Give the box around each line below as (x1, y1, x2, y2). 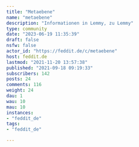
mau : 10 (6, 104, 26, 110)
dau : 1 (6, 93, 23, 99)
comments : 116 (6, 82, 42, 88)
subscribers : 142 (6, 70, 50, 77)
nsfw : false (6, 43, 36, 49)
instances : (6, 110, 34, 116)
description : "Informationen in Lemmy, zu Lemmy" (6, 20, 134, 26)
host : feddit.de (6, 54, 47, 60)
